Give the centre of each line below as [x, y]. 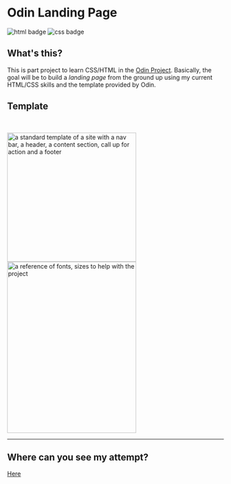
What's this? [35, 53]
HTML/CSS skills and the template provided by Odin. [81, 85]
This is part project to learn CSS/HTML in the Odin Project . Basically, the [109, 70]
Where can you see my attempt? [78, 457]
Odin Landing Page [62, 13]
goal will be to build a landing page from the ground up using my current [110, 77]
